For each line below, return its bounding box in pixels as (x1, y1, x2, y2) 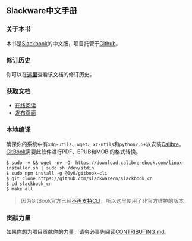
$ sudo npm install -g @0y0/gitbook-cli (6, 170, 108, 176)
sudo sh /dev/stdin (46, 165, 95, 171)
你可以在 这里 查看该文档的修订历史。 (6, 70, 95, 78)
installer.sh (6, 165, 39, 171)
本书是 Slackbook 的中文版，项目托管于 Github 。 (6, 39, 121, 47)
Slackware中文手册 (6, 5, 77, 16)
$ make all (6, 186, 33, 192)
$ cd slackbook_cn (6, 181, 52, 187)
